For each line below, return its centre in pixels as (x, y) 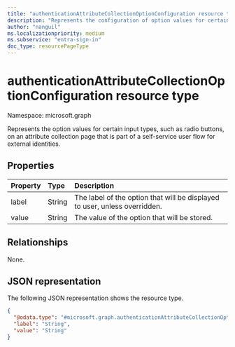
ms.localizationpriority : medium (56, 33)
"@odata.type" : (36, 318)
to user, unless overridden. (118, 206)
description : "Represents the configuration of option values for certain (119, 20)
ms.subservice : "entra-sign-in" (54, 40)
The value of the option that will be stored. (144, 217)
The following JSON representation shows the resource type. (95, 298)
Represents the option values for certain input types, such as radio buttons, (116, 129)
